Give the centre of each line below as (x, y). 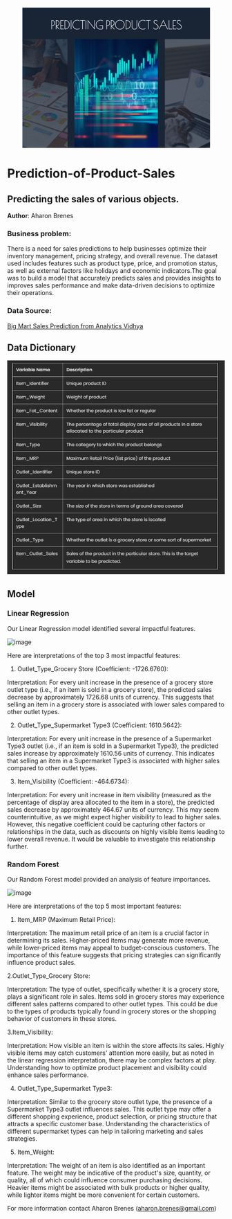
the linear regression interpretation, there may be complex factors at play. (112, 1060)
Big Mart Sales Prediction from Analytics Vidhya (75, 326)
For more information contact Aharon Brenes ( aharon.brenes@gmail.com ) (112, 1209)
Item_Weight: (36, 1152)
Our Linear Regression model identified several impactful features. (101, 628)
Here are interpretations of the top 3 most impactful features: (94, 655)
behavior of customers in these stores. (62, 1019)
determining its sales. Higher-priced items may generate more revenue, (109, 941)
